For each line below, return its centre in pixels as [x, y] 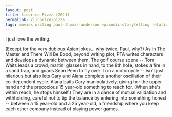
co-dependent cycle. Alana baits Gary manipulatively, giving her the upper [84, 82]
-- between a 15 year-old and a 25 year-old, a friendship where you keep [82, 104]
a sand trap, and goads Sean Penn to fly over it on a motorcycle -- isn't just [84, 71]
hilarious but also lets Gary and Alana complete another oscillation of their [83, 76]
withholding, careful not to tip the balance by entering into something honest [86, 98]
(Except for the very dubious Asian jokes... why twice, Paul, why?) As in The [85, 49]
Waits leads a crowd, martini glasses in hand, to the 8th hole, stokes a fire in [85, 65]
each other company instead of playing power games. [62, 109]
